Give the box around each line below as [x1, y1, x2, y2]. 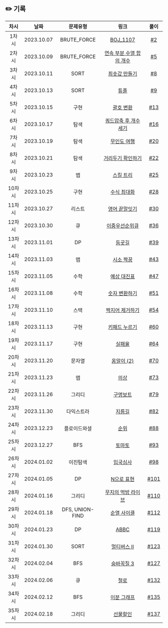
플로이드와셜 [64, 425, 92, 432]
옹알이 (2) [111, 357, 134, 364]
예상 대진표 [110, 273, 135, 280]
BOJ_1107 [109, 36, 135, 43]
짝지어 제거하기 [105, 307, 140, 314]
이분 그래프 [110, 593, 135, 600]
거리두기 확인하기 [103, 155, 142, 162]
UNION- [74, 506, 94, 513]
